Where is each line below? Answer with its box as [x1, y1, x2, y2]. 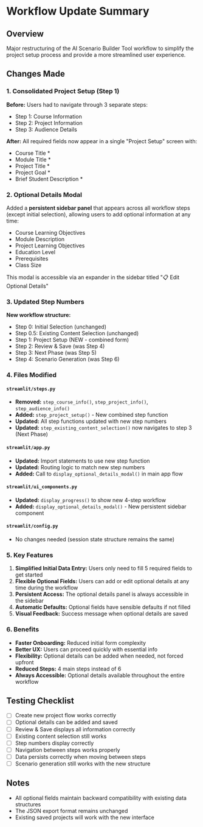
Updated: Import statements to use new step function [15, 457, 150, 464]
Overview [6, 29, 44, 39]
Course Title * [15, 149, 50, 157]
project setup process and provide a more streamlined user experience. [6, 51, 186, 59]
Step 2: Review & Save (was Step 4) [15, 343, 105, 350]
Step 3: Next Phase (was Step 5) [15, 349, 97, 357]
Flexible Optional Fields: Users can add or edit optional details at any [15, 578, 190, 585]
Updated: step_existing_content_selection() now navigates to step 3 [15, 424, 193, 431]
